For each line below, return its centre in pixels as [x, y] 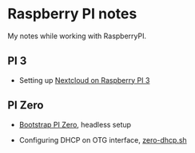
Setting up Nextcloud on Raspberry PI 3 [84, 80]
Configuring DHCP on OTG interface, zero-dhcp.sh [103, 139]
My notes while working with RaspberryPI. [77, 36]
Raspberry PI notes [72, 14]
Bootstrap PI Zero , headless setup [75, 124]
